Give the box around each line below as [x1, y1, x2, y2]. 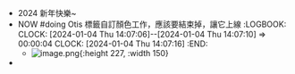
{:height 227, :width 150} [79, 48, 170, 58]
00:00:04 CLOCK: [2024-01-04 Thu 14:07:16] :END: [17, 38, 208, 49]
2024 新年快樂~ [17, 8, 77, 18]
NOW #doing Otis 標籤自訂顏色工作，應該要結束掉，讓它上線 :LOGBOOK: [17, 19, 287, 29]
